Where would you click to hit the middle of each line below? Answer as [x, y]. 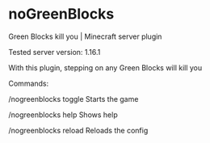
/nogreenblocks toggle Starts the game [73, 99]
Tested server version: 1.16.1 [55, 52]
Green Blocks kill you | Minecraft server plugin [85, 36]
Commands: [29, 83]
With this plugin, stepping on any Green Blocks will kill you [105, 67]
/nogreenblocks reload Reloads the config [78, 130]
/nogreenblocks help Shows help [63, 115]
